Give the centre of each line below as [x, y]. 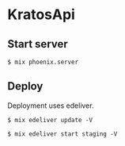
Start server [38, 44]
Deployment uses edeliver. [51, 106]
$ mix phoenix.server [43, 62]
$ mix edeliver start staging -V [62, 134]
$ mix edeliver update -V [50, 120]
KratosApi [42, 15]
